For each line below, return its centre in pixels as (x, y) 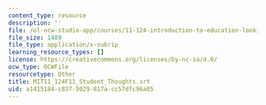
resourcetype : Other (42, 74)
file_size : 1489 (35, 37)
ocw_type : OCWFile (38, 67)
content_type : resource (47, 15)
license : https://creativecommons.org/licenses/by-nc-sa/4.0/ (113, 60)
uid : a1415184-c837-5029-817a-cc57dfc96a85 (81, 89)
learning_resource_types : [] (56, 52)
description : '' (35, 23)
